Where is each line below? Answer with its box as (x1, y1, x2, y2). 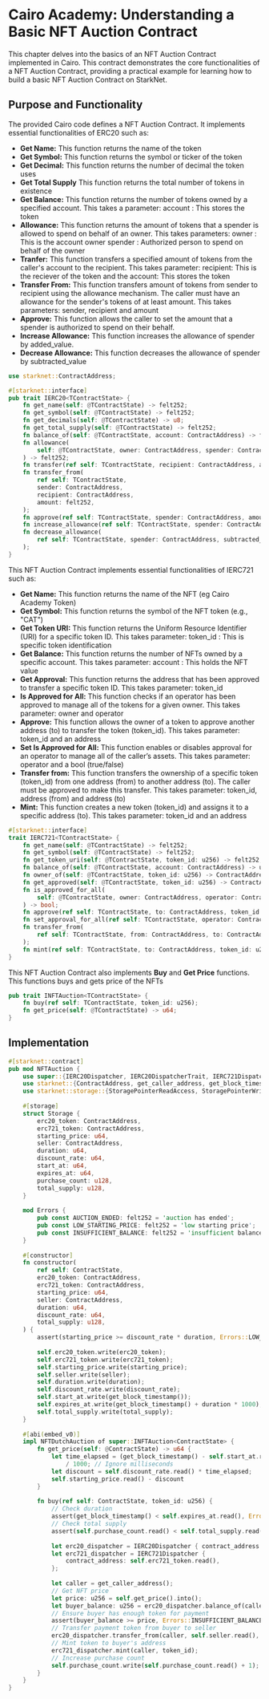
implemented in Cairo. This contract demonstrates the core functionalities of (8, 58, 260, 67)
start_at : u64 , (37, 1162, 88, 1170)
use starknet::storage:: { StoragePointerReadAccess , (22, 1087, 199, 1096)
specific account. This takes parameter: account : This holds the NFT (19, 657, 248, 667)
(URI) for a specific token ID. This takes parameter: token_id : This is (19, 631, 244, 641)
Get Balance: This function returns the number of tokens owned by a (19, 194, 248, 204)
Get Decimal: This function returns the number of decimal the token (19, 160, 244, 170)
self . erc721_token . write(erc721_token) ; (37, 1356, 174, 1364)
